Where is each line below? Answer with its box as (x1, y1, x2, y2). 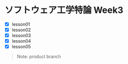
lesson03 (11, 33, 31, 39)
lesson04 (11, 38, 31, 44)
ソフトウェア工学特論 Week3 (4, 4, 124, 16)
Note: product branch (16, 54, 61, 60)
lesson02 (11, 27, 31, 33)
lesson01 (11, 21, 30, 27)
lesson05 (11, 44, 31, 50)
